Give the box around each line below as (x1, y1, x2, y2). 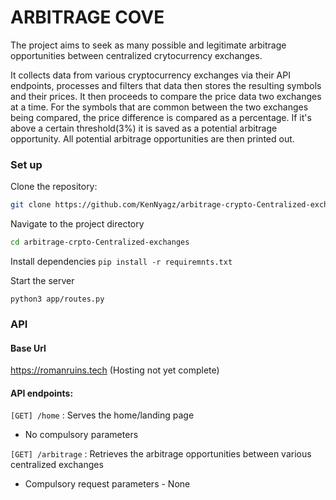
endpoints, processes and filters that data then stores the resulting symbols (10, 79, 322, 91)
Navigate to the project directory (10, 218, 145, 230)
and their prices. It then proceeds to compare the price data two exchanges (10, 90, 322, 102)
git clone (10, 200, 52, 210)
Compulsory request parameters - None (24, 478, 191, 490)
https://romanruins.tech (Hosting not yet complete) (10, 364, 220, 376)
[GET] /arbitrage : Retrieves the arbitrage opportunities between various (10, 448, 312, 460)
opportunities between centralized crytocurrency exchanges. (10, 49, 263, 61)
